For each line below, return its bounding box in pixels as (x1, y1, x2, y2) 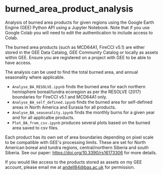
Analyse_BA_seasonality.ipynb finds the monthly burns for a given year (12, 109, 155, 115)
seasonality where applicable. (5, 74, 65, 80)
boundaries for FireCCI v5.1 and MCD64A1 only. (12, 94, 108, 100)
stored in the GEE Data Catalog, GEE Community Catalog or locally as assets (5, 49, 158, 55)
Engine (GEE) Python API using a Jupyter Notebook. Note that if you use (5, 24, 150, 30)
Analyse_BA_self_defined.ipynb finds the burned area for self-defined (12, 99, 153, 105)
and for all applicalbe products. (12, 114, 74, 120)
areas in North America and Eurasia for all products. (12, 104, 116, 110)
